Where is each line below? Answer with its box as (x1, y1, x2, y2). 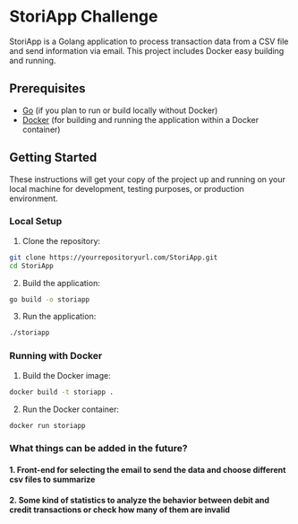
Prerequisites (9, 81, 86, 96)
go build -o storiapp (9, 294, 90, 304)
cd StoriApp (9, 261, 54, 270)
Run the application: (21, 311, 97, 322)
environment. (9, 193, 58, 204)
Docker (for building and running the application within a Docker (21, 114, 260, 125)
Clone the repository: (21, 235, 101, 246)
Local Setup (9, 215, 63, 228)
